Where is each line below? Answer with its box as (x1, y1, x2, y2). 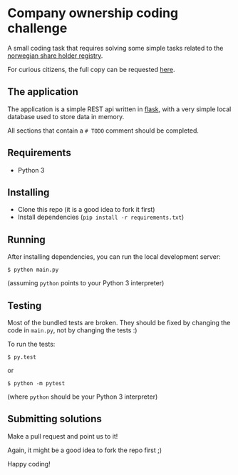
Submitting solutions (7, 413, 102, 425)
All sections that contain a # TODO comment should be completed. (7, 126, 200, 135)
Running (7, 233, 46, 245)
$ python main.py (7, 266, 59, 274)
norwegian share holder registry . (7, 51, 103, 60)
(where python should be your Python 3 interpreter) (7, 392, 158, 401)
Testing (7, 300, 42, 312)
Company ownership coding (7, 5, 179, 21)
